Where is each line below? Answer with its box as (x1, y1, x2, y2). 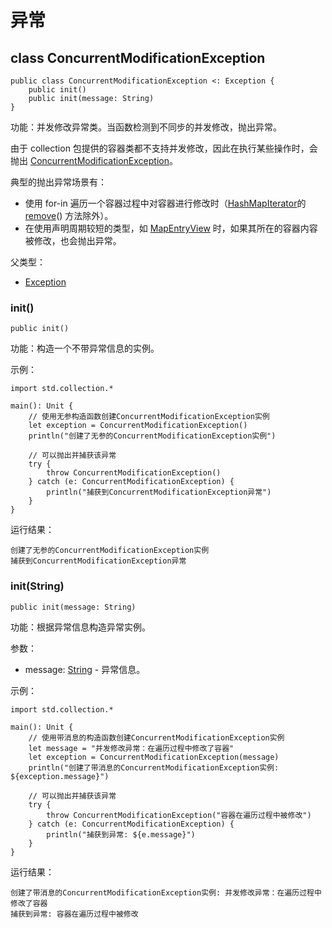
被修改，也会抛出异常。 (24, 235, 122, 246)
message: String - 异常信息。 (24, 663, 146, 675)
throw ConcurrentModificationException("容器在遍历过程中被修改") (46, 810, 312, 820)
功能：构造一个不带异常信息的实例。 (10, 342, 160, 355)
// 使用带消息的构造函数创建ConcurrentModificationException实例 (28, 732, 285, 743)
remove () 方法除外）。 (24, 210, 114, 221)
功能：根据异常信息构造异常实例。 (10, 621, 151, 633)
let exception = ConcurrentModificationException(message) (28, 752, 280, 762)
